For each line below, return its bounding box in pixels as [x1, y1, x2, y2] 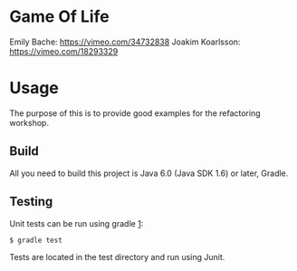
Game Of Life [9, 6, 110, 27]
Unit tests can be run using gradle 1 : [9, 218, 144, 228]
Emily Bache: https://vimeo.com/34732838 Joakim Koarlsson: [9, 36, 241, 47]
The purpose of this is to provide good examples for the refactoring [9, 107, 261, 119]
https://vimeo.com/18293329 [9, 45, 119, 56]
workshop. [9, 117, 50, 128]
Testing [9, 194, 53, 209]
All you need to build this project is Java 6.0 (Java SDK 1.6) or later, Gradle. [9, 168, 289, 179]
